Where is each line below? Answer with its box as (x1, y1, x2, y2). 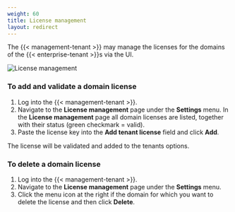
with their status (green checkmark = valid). (17, 120, 145, 129)
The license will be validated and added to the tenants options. (7, 141, 190, 150)
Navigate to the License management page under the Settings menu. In (17, 105, 229, 114)
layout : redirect (7, 23, 59, 30)
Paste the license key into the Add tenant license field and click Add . (17, 128, 219, 136)
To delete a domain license (7, 159, 101, 169)
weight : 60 (7, 10, 40, 18)
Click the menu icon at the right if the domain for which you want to (17, 190, 214, 199)
